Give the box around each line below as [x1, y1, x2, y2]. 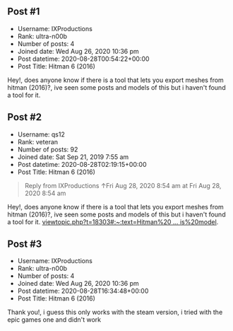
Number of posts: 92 [17, 145, 78, 153]
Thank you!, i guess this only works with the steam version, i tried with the [7, 308, 223, 317]
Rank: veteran [17, 137, 59, 146]
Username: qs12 [17, 130, 65, 139]
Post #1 [7, 6, 40, 18]
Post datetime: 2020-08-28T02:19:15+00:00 [17, 160, 147, 168]
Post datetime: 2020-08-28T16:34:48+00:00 [17, 286, 149, 296]
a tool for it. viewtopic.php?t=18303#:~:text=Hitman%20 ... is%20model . [7, 217, 219, 226]
